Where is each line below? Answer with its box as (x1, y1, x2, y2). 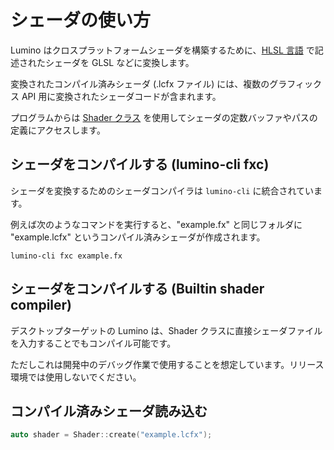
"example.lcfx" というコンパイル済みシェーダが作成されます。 (10, 231, 266, 243)
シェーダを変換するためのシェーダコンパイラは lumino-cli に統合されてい (10, 184, 315, 196)
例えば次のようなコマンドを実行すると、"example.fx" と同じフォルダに (10, 218, 303, 230)
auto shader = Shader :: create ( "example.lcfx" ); (10, 430, 213, 440)
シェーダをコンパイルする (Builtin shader (10, 281, 265, 298)
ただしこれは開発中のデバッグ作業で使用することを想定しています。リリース (10, 358, 325, 370)
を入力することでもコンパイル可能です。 (10, 337, 177, 349)
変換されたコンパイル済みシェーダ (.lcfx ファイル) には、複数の (10, 77, 270, 90)
